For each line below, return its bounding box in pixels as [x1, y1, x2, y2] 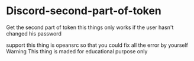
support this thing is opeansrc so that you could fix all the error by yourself [6, 41, 188, 49]
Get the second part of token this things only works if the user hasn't [6, 24, 174, 31]
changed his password [6, 30, 62, 37]
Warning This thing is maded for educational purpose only [6, 47, 148, 54]
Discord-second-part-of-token [6, 4, 161, 18]
